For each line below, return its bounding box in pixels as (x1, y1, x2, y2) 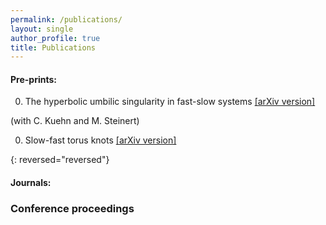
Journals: (10, 177, 52, 189)
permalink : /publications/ (10, 14, 123, 25)
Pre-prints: (10, 73, 57, 85)
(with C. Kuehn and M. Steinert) (10, 115, 140, 127)
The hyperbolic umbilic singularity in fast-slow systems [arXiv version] (24, 96, 316, 108)
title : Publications (10, 42, 97, 53)
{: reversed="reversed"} (10, 154, 110, 166)
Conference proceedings (10, 201, 135, 215)
